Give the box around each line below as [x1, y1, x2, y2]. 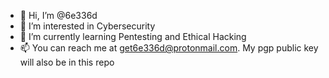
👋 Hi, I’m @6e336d [19, 10, 98, 21]
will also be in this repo [19, 56, 115, 68]
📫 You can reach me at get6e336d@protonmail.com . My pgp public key [19, 42, 319, 54]
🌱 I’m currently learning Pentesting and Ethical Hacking [19, 31, 247, 42]
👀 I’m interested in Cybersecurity [19, 20, 156, 32]
